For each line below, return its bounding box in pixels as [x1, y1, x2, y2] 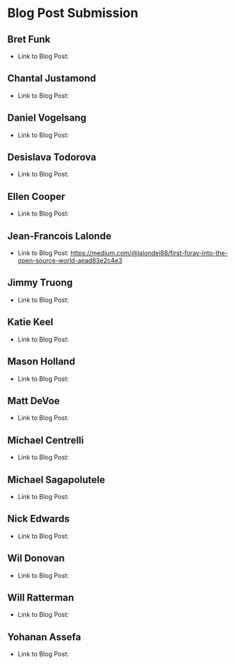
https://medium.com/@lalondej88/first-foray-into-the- [70, 249, 229, 257]
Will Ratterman [7, 591, 74, 603]
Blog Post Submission [7, 5, 139, 21]
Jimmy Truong [7, 276, 73, 289]
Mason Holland [7, 356, 76, 368]
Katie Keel [7, 316, 54, 328]
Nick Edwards [7, 513, 70, 525]
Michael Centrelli [7, 434, 84, 446]
